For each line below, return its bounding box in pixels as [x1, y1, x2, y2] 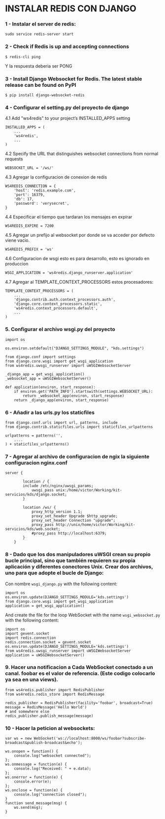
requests [5, 156, 23, 162]
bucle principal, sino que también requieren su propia [5, 557, 135, 564]
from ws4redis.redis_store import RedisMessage [5, 692, 105, 697]
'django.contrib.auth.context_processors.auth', [14, 297, 116, 302]
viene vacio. [5, 237, 30, 243]
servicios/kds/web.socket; [5, 526, 61, 532]
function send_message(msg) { [5, 801, 67, 806]
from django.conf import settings [5, 354, 76, 359]
